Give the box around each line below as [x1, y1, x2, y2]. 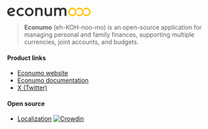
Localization [17, 115, 52, 123]
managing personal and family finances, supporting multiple [23, 30, 195, 39]
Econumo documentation [17, 77, 89, 85]
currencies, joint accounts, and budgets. [23, 38, 139, 46]
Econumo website [17, 69, 69, 77]
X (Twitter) [17, 83, 48, 92]
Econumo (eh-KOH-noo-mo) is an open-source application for [23, 23, 202, 31]
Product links [7, 53, 46, 62]
